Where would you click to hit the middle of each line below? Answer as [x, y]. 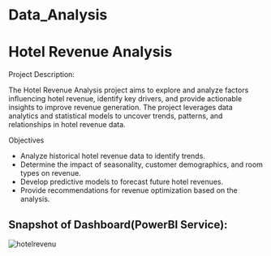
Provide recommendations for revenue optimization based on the [129, 190]
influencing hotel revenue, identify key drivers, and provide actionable [125, 99]
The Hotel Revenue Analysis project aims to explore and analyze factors [129, 90]
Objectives [26, 140]
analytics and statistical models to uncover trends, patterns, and [116, 116]
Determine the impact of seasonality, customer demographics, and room [142, 164]
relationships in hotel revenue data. [67, 125]
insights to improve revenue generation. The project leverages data [120, 108]
